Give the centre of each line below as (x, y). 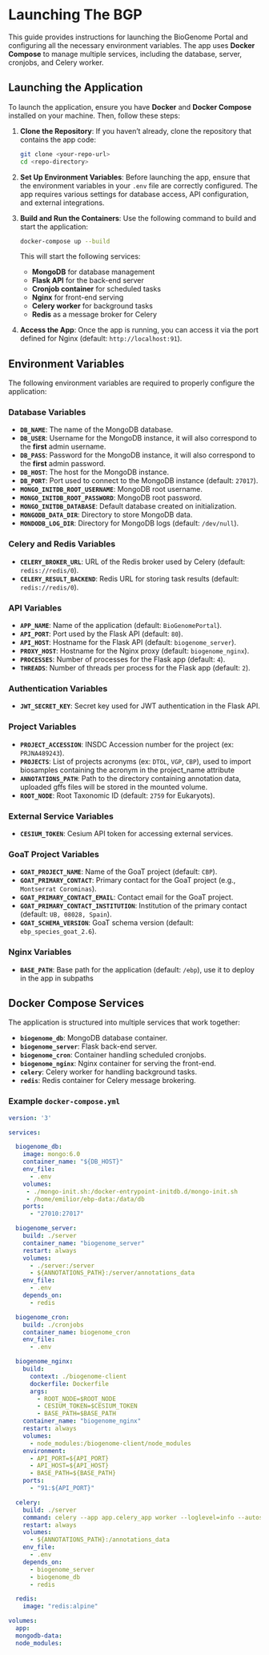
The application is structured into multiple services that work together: (124, 1022)
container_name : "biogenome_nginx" (82, 1421)
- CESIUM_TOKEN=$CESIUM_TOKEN (87, 1406)
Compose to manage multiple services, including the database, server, (125, 54)
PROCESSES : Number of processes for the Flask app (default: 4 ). (122, 659)
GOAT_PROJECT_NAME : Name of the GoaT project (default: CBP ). (118, 872)
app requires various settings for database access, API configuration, (134, 194)
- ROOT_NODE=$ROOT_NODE (76, 1399)
